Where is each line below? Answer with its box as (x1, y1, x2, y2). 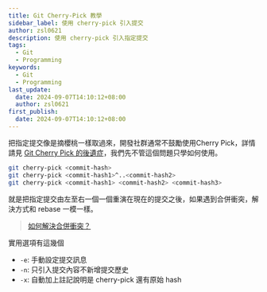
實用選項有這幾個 (8, 238, 64, 247)
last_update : (8, 85, 52, 94)
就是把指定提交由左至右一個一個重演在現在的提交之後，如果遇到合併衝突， (8, 194, 252, 204)
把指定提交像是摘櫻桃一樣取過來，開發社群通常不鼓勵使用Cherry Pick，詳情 (8, 138, 256, 147)
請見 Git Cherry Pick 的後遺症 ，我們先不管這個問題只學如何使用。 (8, 148, 222, 158)
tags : (8, 41, 26, 49)
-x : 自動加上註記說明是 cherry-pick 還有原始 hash (19, 274, 182, 284)
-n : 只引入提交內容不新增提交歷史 (19, 264, 130, 274)
